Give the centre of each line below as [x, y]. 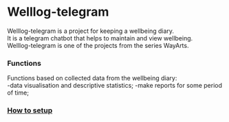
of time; [18, 93]
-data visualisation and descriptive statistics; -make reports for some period [115, 86]
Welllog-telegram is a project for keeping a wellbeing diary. [90, 31]
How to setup [30, 110]
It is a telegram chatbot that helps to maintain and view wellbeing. [100, 38]
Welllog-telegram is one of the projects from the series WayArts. [98, 45]
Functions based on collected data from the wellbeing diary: [92, 78]
